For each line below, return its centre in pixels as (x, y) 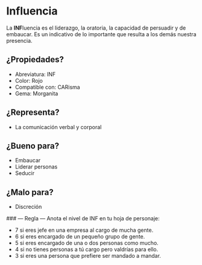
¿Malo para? (30, 192)
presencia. (19, 40)
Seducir (25, 173)
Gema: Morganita (36, 93)
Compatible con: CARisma (47, 87)
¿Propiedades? (35, 59)
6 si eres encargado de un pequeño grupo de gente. (80, 237)
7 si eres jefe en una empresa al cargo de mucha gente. (84, 230)
